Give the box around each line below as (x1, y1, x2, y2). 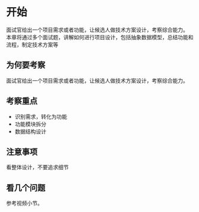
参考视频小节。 (6, 200, 43, 207)
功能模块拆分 (14, 120, 46, 128)
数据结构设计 (14, 128, 46, 135)
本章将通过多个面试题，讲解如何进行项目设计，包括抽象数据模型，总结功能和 (6, 33, 194, 40)
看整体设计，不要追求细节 (6, 164, 69, 171)
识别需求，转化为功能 (14, 113, 67, 120)
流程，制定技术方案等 (6, 41, 58, 48)
